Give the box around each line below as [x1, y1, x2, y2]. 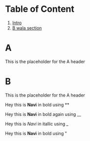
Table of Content [5, 3, 75, 15]
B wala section [12, 25, 42, 31]
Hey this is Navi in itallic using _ [5, 121, 68, 127]
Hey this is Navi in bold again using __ [5, 111, 82, 117]
